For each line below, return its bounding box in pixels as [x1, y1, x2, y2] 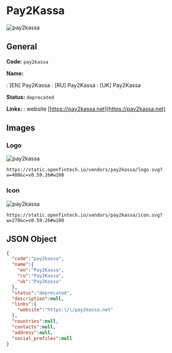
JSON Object [6, 234, 57, 244]
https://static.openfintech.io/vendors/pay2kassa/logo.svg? [6, 167, 163, 173]
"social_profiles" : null [12, 335, 72, 341]
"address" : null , [12, 329, 53, 336]
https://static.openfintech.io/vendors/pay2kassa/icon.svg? [6, 212, 163, 218]
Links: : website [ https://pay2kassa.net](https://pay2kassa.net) [6, 105, 166, 112]
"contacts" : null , [12, 324, 56, 330]
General [6, 42, 38, 52]
